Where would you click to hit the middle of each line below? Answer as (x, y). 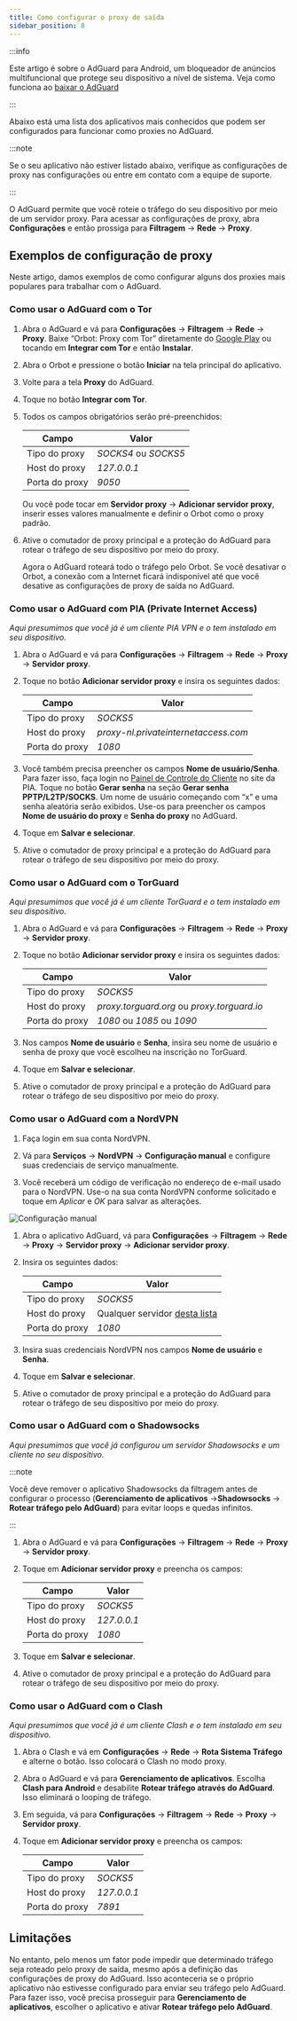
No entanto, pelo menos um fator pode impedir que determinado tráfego (141, 1959)
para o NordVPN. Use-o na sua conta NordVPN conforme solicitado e (149, 1191)
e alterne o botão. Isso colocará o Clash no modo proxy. (125, 1761)
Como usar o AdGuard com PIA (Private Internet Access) (133, 609)
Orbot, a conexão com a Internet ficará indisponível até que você (141, 576)
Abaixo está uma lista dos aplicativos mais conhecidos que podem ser (137, 122)
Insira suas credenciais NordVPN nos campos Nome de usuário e (142, 1349)
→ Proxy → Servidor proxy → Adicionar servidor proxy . (125, 1245)
